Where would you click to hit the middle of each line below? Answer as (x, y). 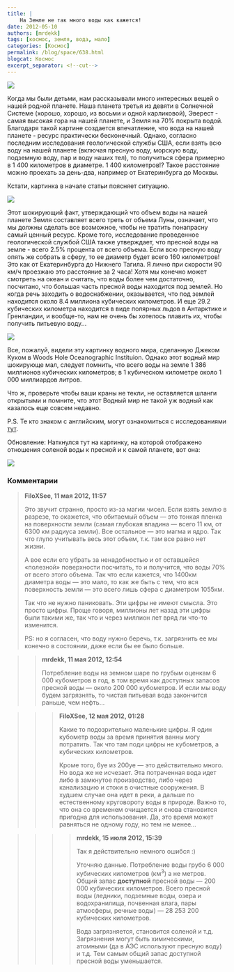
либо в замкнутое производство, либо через (126, 780)
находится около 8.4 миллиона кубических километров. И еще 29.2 (109, 301)
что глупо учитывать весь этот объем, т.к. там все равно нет (115, 539)
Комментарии (32, 480)
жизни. (34, 546)
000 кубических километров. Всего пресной (143, 888)
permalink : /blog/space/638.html (56, 53)
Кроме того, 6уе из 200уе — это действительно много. (141, 765)
